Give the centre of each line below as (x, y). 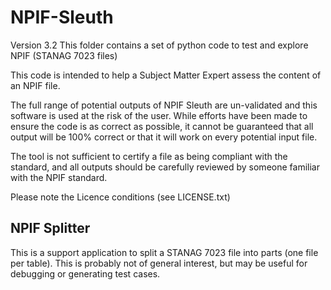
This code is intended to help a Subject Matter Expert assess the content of (166, 75)
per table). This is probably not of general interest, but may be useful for (159, 263)
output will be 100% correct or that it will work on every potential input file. (164, 137)
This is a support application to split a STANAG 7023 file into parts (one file (164, 252)
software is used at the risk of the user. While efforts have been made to (159, 115)
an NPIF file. (35, 85)
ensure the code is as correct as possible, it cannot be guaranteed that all (162, 126)
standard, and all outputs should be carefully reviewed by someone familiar (165, 167)
